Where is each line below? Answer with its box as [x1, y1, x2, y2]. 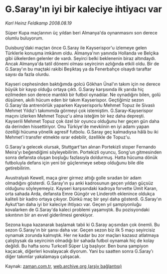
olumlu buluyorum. [5, 35, 44, 41]
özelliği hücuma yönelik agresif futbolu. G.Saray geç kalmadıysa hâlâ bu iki [5, 128, 159, 134]
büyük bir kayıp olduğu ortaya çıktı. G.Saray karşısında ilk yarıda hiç [5, 86, 145, 92]
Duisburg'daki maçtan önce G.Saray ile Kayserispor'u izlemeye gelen [5, 44, 147, 50]
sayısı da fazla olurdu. [5, 71, 50, 77]
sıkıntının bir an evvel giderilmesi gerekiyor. [5, 211, 94, 218]
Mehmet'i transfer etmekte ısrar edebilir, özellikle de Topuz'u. [5, 134, 131, 140]
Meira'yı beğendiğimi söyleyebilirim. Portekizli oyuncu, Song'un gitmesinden [5, 149, 162, 155]
